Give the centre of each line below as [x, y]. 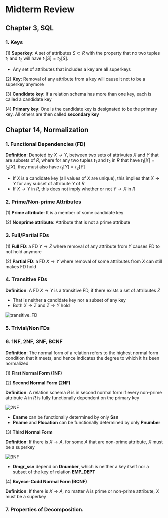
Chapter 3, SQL [29, 28]
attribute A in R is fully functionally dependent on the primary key [72, 398]
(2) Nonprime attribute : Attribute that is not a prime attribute [68, 222]
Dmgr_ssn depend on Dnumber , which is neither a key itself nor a [81, 467]
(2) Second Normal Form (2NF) [38, 383]
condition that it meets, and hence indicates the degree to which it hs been [82, 358]
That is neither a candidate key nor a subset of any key [69, 300]
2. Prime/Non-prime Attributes [43, 202]
